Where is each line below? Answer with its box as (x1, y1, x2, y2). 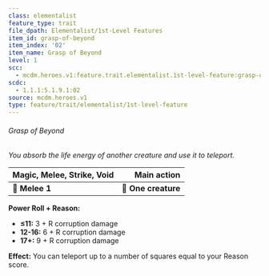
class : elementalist (8, 11, 78, 20)
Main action (134, 170, 181, 181)
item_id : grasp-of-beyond (8, 34, 94, 42)
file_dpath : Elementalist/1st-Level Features (8, 26, 163, 34)
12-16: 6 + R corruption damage (19, 227, 126, 237)
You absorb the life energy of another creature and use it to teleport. (8, 150, 235, 160)
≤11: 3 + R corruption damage (19, 219, 118, 229)
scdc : (8, 78, 26, 86)
